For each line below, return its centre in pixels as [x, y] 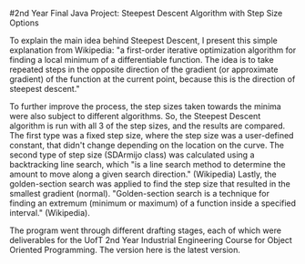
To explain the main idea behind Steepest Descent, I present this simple [143, 41]
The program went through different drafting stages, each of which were [146, 230]
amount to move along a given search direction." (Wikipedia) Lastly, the [143, 174]
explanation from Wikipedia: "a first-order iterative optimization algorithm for [153, 50]
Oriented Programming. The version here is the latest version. [125, 250]
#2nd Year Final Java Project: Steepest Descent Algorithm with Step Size [146, 13]
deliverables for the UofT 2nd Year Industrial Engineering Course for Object [151, 240]
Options [24, 23]
